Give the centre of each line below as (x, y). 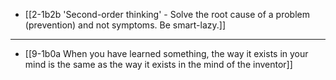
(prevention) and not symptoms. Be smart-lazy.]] (125, 25)
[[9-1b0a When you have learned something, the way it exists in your (166, 53)
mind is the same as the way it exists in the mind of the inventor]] (158, 64)
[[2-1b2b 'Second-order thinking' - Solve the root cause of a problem (167, 14)
